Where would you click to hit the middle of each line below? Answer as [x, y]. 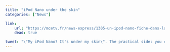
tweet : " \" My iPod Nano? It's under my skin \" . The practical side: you [83, 42]
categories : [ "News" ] [28, 14]
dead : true [26, 33]
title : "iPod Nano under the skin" [43, 10]
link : [11, 23]
